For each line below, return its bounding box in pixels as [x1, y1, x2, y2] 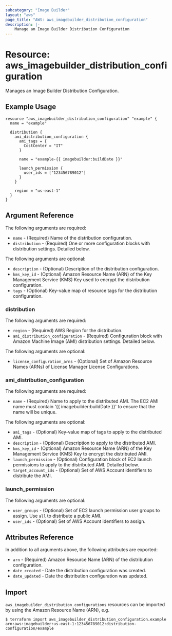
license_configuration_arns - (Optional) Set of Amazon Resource [12, 358, 152, 364]
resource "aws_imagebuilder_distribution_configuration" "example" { [5, 116, 158, 121]
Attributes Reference [5, 533, 74, 541]
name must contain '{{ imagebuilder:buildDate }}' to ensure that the [12, 404, 156, 410]
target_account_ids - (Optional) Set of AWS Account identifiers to [12, 467, 152, 474]
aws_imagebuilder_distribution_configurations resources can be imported [5, 602, 165, 608]
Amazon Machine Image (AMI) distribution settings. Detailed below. [12, 338, 156, 344]
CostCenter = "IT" [24, 143, 63, 148]
